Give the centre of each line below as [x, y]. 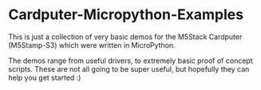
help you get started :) [45, 77]
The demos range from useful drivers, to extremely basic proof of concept [130, 61]
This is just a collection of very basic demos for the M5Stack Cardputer [125, 37]
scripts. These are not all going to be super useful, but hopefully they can [129, 68]
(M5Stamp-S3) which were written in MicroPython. [92, 45]
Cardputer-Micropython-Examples [126, 15]
